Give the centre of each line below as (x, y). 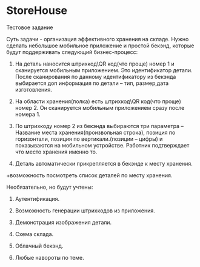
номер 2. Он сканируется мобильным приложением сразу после (100, 107)
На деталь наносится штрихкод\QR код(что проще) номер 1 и (95, 64)
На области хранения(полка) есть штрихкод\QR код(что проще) (98, 101)
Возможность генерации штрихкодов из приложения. (85, 211)
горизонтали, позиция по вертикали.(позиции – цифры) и (89, 139)
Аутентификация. (37, 198)
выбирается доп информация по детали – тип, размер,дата (92, 83)
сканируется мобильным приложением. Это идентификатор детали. (104, 70)
